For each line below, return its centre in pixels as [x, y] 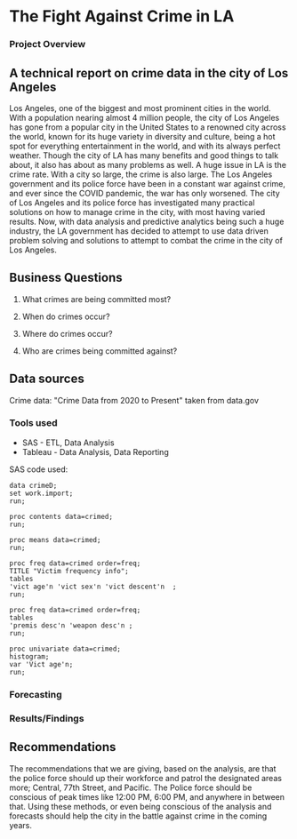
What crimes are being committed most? [96, 299]
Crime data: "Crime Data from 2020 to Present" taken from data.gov [134, 400]
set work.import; [41, 493]
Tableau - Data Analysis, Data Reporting [95, 451]
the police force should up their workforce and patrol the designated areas [146, 778]
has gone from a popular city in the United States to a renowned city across [148, 127]
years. [21, 825]
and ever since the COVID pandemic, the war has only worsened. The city [144, 193]
